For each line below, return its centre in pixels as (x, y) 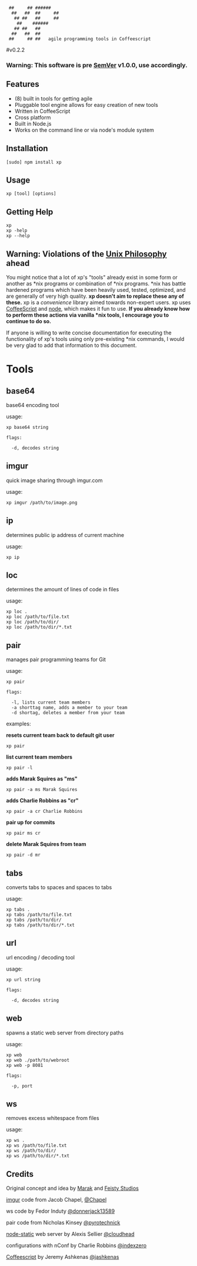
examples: (19, 724)
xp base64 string (27, 427)
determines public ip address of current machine (65, 535)
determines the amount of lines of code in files (63, 590)
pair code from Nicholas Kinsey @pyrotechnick (63, 1223)
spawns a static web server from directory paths (65, 1033)
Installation (27, 149)
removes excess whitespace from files (53, 1118)
